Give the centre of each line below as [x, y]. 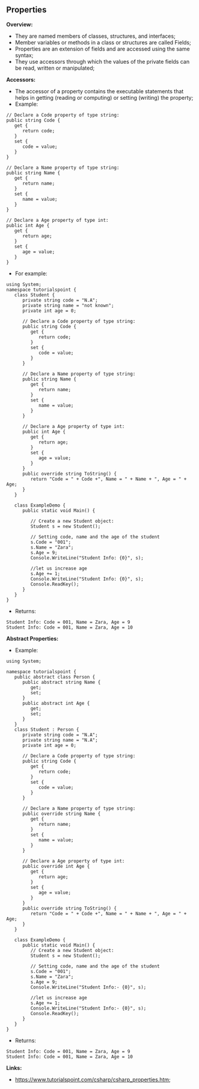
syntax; [24, 55]
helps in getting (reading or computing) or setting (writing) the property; [104, 97]
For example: [31, 273]
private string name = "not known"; [68, 305]
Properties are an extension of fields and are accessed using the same [103, 49]
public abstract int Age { [56, 703]
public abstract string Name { [61, 682]
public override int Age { [56, 866]
